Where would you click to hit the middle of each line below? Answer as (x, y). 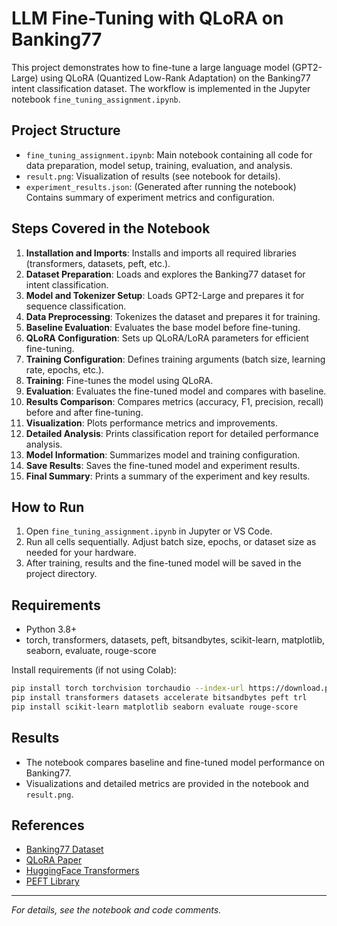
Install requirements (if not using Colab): (94, 670)
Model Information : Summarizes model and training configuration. (163, 454)
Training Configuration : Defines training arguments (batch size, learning (175, 359)
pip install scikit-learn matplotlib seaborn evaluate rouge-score (155, 707)
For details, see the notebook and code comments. (116, 910)
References (48, 825)
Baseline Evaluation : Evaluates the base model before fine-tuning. (163, 327)
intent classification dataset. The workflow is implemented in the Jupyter (161, 88)
